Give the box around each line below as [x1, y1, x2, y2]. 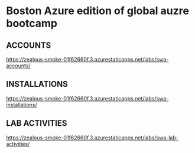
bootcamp [6, 17, 58, 30]
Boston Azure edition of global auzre [6, 4, 189, 18]
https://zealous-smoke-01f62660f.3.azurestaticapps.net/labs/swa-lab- [6, 134, 178, 141]
